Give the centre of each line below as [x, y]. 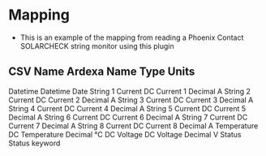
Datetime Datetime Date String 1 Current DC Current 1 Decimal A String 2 [130, 91]
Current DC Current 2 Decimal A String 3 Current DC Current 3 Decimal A [131, 100]
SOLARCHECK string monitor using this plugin [97, 45]
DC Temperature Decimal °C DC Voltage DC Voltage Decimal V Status [125, 134]
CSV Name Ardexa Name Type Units [102, 72]
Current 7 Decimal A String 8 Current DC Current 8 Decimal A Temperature [133, 126]
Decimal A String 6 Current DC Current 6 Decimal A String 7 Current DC [128, 117]
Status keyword [34, 143]
